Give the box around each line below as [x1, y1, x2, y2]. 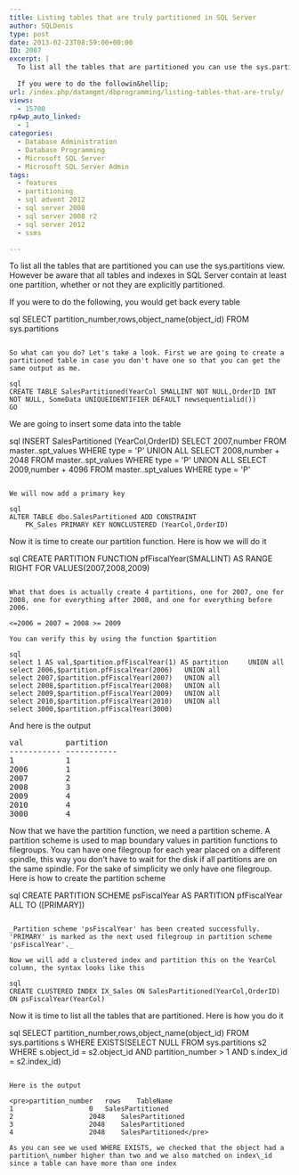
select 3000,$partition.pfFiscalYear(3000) [9, 705, 174, 714]
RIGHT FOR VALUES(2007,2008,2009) [9, 563, 150, 574]
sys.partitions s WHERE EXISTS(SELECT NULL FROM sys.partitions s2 [9, 1037, 267, 1048]
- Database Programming [17, 145, 105, 154]
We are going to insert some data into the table [9, 419, 182, 429]
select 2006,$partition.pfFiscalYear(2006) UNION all [9, 665, 221, 675]
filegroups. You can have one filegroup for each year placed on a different [9, 845, 281, 855]
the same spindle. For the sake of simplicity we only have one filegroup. [9, 863, 272, 874]
